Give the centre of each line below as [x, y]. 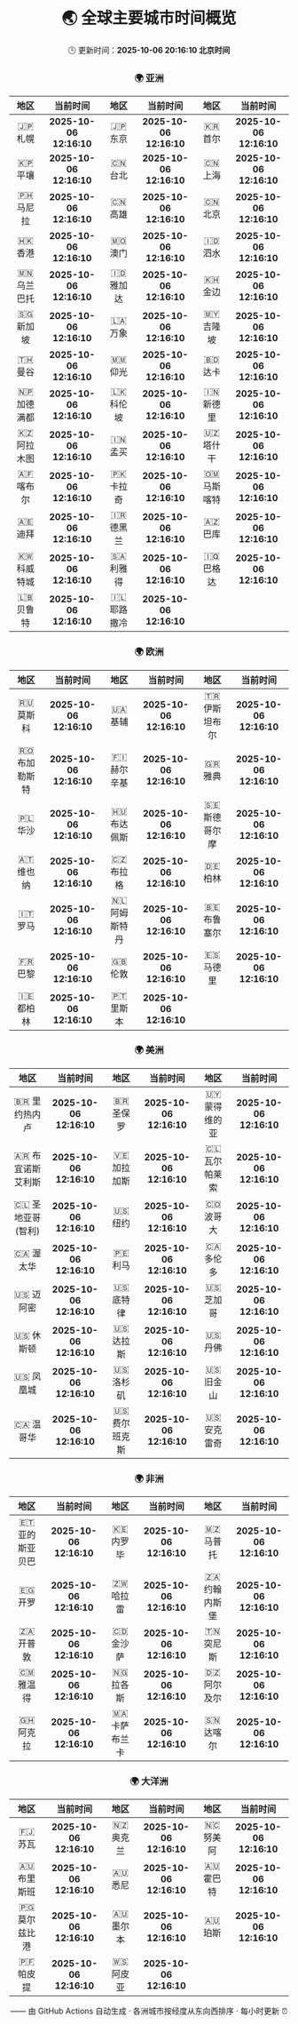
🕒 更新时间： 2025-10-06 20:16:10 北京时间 [149, 50]
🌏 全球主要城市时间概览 [149, 18]
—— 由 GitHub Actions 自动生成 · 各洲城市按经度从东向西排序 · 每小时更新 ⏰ [149, 2011]
